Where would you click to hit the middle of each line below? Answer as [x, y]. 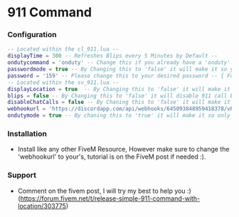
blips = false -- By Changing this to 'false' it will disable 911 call [117, 96]
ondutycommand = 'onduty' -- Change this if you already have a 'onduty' [119, 63]
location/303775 [42, 206]
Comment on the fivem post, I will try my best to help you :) [105, 191]
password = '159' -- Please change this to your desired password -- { [116, 75]
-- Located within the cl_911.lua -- [63, 49]
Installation [27, 134]
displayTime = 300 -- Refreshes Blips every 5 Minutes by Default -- [113, 56]
